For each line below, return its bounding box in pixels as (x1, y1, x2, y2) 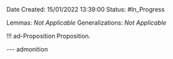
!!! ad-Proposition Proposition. (6, 32, 91, 40)
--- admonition (6, 45, 49, 53)
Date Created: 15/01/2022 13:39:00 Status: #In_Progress (6, 5, 165, 13)
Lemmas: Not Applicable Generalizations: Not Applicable (6, 19, 167, 27)
